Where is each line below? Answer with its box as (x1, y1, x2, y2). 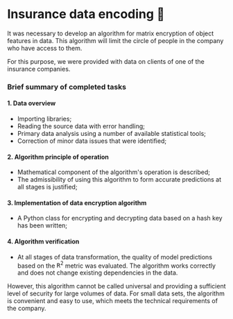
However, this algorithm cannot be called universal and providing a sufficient (7, 282, 227, 291)
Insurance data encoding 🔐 (7, 6, 165, 22)
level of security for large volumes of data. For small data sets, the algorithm (7, 289, 225, 298)
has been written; (17, 221, 68, 230)
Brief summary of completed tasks (7, 82, 127, 92)
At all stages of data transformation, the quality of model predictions (17, 252, 213, 261)
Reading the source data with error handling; (17, 122, 146, 130)
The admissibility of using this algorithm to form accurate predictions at (17, 175, 222, 184)
